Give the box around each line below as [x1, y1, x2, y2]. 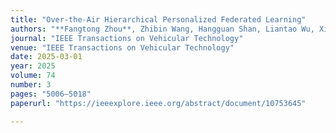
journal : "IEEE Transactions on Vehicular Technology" [10, 33, 244, 43]
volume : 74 [10, 71, 56, 81]
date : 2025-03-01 [10, 52, 83, 62]
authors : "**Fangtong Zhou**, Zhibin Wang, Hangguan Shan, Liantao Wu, [10, 24, 315, 34]
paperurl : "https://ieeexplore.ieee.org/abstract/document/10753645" [10, 98, 307, 108]
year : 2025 [10, 61, 56, 71]
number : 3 [10, 80, 52, 90]
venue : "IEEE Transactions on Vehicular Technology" [10, 42, 235, 53]
